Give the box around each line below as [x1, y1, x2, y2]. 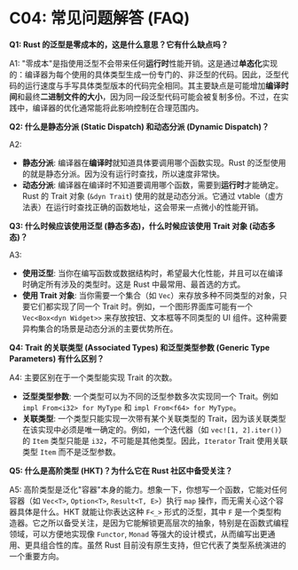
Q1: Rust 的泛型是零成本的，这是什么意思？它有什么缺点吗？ [9, 39, 229, 50]
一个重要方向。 [9, 550, 64, 561]
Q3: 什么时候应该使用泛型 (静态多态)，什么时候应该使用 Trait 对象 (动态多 [9, 220, 277, 231]
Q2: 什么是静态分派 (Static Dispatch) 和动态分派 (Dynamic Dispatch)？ [9, 121, 270, 131]
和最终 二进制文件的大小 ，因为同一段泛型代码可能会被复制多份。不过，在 [17, 91, 281, 102]
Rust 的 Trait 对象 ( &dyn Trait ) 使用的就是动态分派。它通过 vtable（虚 [21, 190, 277, 201]
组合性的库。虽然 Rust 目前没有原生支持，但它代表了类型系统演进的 [39, 539, 286, 550]
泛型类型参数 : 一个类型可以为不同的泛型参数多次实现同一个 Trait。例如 [21, 391, 279, 401]
